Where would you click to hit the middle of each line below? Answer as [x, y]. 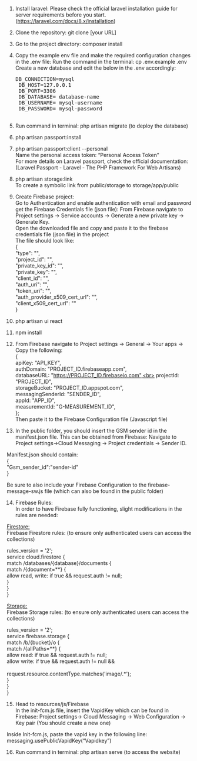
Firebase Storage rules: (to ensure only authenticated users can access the [98, 612]
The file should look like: [45, 241]
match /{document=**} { [36, 569]
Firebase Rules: [34, 502]
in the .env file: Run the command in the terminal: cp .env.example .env [101, 62]
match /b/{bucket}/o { [33, 642]
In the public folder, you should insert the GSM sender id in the [91, 431]
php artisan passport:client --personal [61, 149]
